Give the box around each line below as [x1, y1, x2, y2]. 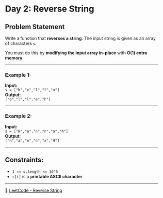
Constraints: [5, 156, 44, 164]
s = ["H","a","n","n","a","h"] [5, 129, 68, 134]
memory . [5, 55, 24, 61]
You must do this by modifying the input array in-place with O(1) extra [5, 50, 147, 56]
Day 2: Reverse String [5, 3, 95, 14]
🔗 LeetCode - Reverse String [5, 187, 63, 194]
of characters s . [5, 41, 37, 46]
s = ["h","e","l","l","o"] [5, 88, 60, 93]
